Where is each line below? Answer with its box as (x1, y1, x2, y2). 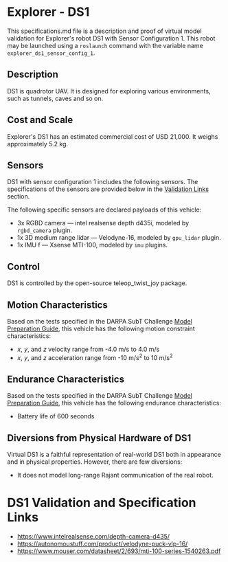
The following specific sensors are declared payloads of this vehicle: (7, 205, 202, 214)
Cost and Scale (7, 114, 73, 126)
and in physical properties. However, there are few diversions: (7, 458, 183, 466)
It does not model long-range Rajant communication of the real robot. (16, 471, 214, 480)
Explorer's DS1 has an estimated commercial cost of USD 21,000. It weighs (7, 132, 218, 141)
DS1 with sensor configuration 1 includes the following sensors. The (7, 178, 198, 186)
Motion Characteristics (7, 299, 108, 311)
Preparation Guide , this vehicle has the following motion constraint (7, 324, 196, 333)
